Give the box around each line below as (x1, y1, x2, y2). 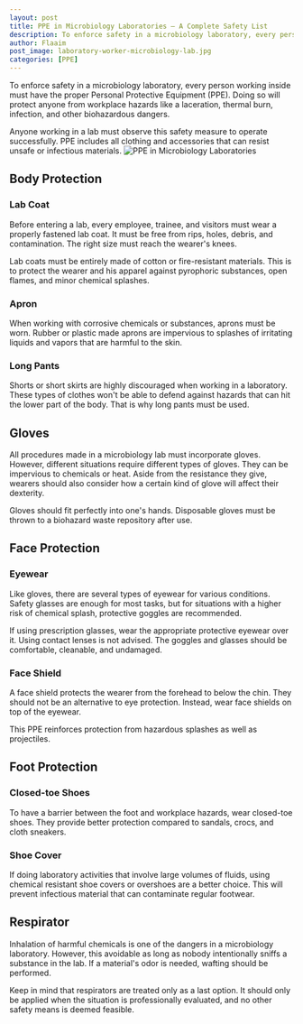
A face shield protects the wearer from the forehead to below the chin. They (9, 687, 292, 698)
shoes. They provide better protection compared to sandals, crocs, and (9, 816, 274, 827)
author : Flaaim (9, 38, 67, 48)
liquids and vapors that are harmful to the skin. (9, 337, 183, 347)
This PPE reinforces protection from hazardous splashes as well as (9, 724, 258, 735)
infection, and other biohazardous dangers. (9, 109, 170, 119)
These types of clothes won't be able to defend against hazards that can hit (9, 390, 291, 401)
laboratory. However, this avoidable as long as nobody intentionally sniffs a (9, 948, 288, 959)
